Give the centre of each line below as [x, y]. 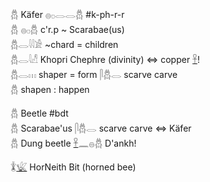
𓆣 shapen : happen [50, 89]
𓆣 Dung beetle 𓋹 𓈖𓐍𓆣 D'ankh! [73, 143]
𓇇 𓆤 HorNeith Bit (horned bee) [73, 167]
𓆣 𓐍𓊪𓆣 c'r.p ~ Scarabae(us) [67, 29]
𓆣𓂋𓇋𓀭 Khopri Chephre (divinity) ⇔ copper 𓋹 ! [105, 59]
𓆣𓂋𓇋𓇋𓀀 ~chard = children [64, 44]
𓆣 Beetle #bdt [39, 113]
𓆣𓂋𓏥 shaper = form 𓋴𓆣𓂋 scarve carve [94, 74]
